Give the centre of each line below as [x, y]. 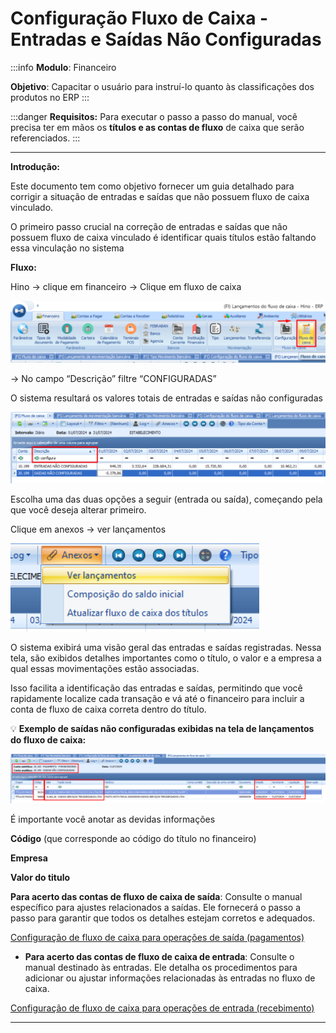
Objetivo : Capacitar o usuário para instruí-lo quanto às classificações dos [162, 86]
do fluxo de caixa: [48, 740]
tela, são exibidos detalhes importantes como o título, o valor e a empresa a [166, 658]
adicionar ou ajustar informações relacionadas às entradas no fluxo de [170, 978]
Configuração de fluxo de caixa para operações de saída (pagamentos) [157, 937]
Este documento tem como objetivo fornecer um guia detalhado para [152, 186]
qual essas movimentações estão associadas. [105, 669]
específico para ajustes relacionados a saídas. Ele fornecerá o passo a [156, 907]
